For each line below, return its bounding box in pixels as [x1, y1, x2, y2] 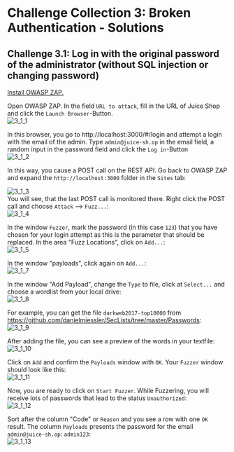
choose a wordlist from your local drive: [7, 287, 122, 296]
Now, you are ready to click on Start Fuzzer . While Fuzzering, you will [7, 387, 210, 395]
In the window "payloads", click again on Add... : [7, 259, 147, 267]
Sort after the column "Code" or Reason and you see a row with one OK [7, 415, 208, 423]
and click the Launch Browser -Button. [7, 109, 113, 117]
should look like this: [7, 366, 66, 374]
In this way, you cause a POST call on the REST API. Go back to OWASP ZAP [7, 166, 228, 174]
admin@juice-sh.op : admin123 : [7, 430, 92, 438]
